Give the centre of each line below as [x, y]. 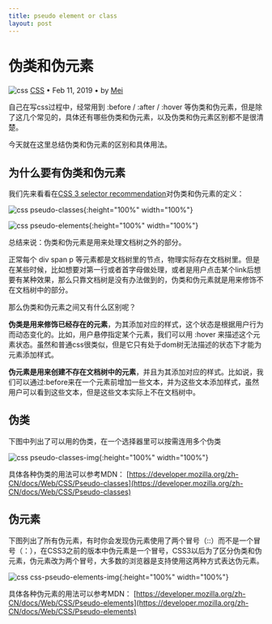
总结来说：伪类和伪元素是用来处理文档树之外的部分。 [97, 242]
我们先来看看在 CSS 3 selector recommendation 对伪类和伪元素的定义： [126, 194]
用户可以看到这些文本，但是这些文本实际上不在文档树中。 [104, 392]
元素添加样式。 [33, 355]
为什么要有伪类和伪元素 [67, 172]
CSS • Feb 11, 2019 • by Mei [76, 91]
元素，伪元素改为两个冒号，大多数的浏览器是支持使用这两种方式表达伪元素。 [136, 561]
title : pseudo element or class [63, 16]
